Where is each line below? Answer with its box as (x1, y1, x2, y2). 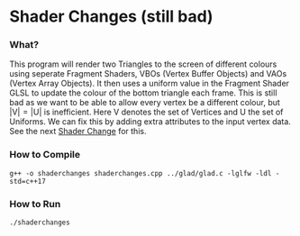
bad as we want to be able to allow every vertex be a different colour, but (9, 97, 281, 108)
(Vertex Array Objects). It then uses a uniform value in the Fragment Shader (9, 78, 290, 89)
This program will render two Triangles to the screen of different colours (9, 59, 277, 69)
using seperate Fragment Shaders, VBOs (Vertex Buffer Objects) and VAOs (9, 68, 287, 79)
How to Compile (9, 149, 81, 161)
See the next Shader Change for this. (9, 126, 147, 137)
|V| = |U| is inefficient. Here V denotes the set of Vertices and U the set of (9, 106, 284, 118)
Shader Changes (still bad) (9, 6, 214, 27)
